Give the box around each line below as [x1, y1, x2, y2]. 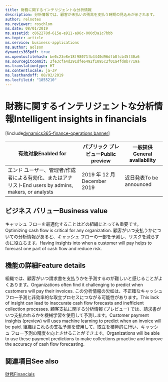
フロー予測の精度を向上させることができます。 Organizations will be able [10, 330, 160, 336]
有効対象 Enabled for [18, 150, 66, 157]
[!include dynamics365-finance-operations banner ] [5, 130, 110, 136]
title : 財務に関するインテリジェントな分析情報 [5, 7, 92, 13]
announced [124, 180, 151, 187]
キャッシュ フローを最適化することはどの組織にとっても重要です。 [5, 221, 141, 227]
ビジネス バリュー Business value [5, 207, 108, 215]
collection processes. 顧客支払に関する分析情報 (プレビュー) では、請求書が [5, 306, 161, 312]
